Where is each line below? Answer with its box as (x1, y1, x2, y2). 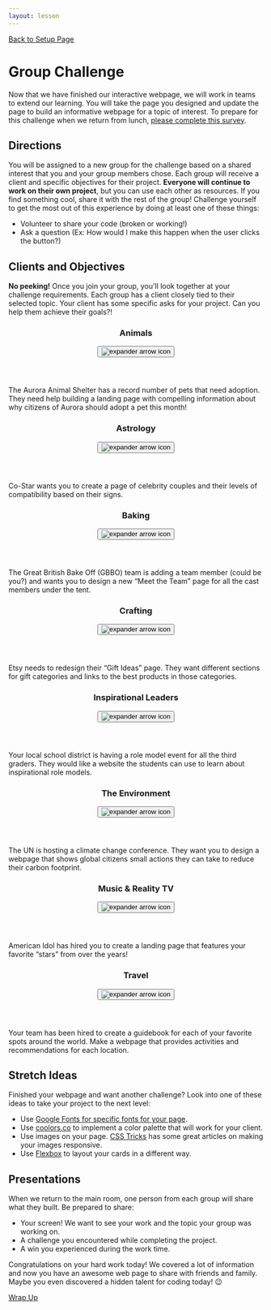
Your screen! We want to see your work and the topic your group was (19, 1218, 252, 1228)
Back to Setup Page (8, 34, 74, 44)
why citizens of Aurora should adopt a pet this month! (8, 402, 188, 412)
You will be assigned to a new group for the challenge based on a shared (8, 160, 252, 170)
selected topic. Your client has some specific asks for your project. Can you (8, 299, 260, 308)
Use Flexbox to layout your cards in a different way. (19, 1149, 192, 1158)
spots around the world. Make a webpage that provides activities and (8, 1036, 239, 1046)
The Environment (100, 788, 171, 799)
